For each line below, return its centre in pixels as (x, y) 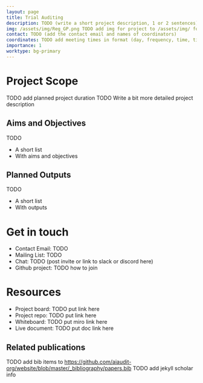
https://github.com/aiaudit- (98, 362)
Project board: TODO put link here (57, 309)
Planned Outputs (39, 175)
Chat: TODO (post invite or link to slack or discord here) (84, 262)
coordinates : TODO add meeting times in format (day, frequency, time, (98, 40)
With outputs (31, 208)
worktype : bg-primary (34, 51)
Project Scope (42, 81)
